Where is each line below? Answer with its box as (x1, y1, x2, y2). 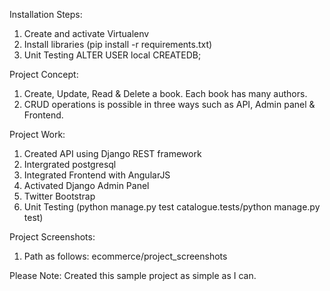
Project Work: (9, 129, 66, 140)
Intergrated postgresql (23, 159, 117, 170)
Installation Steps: (9, 9, 83, 20)
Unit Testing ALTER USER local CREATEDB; (23, 49, 202, 61)
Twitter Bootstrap (23, 190, 96, 202)
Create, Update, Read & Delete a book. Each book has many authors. (23, 88, 308, 99)
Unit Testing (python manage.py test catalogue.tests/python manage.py (23, 201, 321, 213)
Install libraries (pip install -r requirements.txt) (23, 39, 213, 50)
